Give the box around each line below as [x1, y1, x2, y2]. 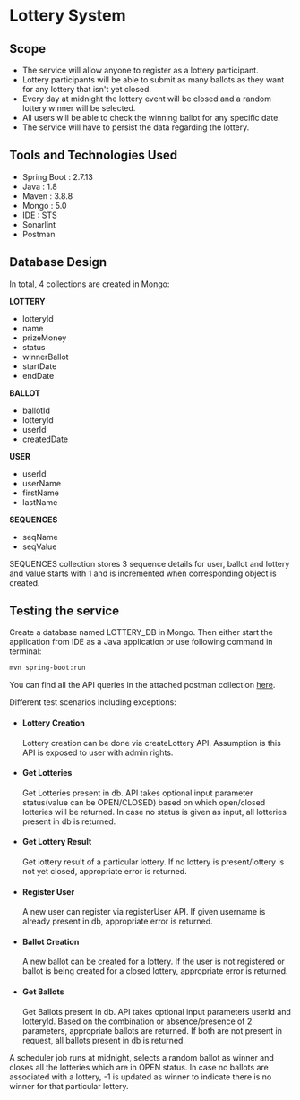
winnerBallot [21, 351, 69, 362]
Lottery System [9, 5, 127, 26]
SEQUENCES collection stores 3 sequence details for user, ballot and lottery [9, 558, 290, 569]
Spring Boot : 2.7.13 [21, 171, 94, 182]
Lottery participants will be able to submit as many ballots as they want [21, 74, 285, 85]
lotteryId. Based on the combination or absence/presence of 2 [21, 1016, 253, 1027]
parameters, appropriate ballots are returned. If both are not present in [21, 1025, 283, 1036]
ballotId [21, 405, 51, 416]
